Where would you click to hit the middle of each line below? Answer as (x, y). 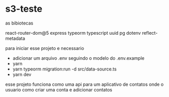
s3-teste (24, 9)
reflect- (150, 33)
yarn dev (22, 74)
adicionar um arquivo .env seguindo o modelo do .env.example (78, 58)
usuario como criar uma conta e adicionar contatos (59, 89)
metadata (15, 38)
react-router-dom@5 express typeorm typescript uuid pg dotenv (73, 33)
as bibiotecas (19, 23)
